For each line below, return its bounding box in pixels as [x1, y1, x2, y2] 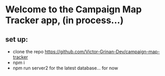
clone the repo [12, 49, 44, 54]
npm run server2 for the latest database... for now [12, 65, 118, 71]
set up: [5, 35, 28, 44]
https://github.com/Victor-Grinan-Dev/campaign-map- [45, 49, 160, 54]
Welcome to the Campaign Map [5, 4, 142, 15]
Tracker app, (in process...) [5, 14, 124, 26]
